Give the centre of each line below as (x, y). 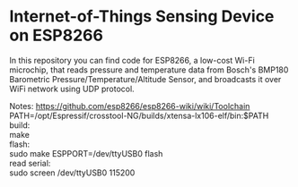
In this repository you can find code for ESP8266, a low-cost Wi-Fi (132, 60)
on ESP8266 (56, 35)
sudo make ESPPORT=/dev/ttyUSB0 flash (86, 153)
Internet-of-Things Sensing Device (142, 17)
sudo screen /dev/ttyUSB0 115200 (72, 173)
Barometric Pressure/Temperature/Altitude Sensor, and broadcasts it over (145, 79)
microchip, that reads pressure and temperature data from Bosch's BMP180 (149, 70)
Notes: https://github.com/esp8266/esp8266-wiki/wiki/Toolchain (130, 106)
